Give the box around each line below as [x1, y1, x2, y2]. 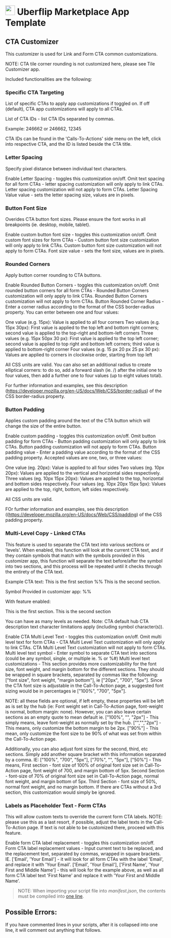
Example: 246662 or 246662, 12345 [5, 126, 82, 132]
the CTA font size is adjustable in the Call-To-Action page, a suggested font [5, 682, 164, 688]
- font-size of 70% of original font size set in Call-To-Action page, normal [5, 773, 159, 779]
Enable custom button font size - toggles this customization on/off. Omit [5, 231, 157, 237]
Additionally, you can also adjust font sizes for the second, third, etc [5, 746, 148, 752]
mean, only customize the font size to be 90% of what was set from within [5, 730, 162, 736]
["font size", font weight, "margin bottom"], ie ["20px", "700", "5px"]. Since [5, 677, 162, 683]
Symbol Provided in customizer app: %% [5, 588, 92, 594]
